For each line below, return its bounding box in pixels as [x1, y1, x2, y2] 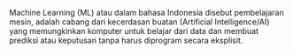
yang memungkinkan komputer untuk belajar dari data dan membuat [9, 26, 259, 36]
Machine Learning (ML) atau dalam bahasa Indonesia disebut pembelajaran [9, 8, 285, 17]
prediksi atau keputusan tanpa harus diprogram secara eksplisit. [9, 35, 243, 45]
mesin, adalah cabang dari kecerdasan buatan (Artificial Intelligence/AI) [9, 17, 270, 27]
